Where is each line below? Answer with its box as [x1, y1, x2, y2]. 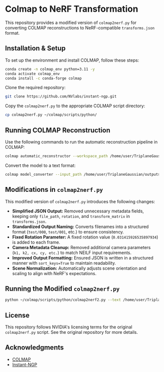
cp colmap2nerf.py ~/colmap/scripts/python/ [5, 113, 97, 117]
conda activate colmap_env [5, 71, 60, 76]
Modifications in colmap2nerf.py [5, 186, 103, 194]
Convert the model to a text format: [5, 163, 76, 168]
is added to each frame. [12, 239, 61, 245]
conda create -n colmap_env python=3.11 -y [5, 67, 95, 71]
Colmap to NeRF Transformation [5, 3, 138, 15]
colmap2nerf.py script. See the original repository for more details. [5, 329, 138, 335]
